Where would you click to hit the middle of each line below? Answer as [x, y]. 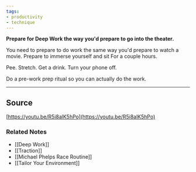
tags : [13, 11]
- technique [20, 22]
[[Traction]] [28, 151]
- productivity [24, 17]
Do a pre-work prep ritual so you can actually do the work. [76, 79]
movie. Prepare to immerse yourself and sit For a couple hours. [82, 57]
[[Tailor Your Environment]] [47, 163]
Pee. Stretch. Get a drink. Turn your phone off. [62, 68]
